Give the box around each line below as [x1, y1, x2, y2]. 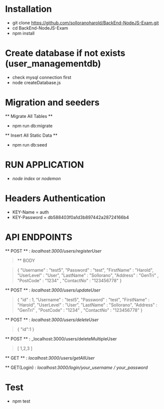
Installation [5, 3, 52, 15]
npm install [12, 30, 35, 36]
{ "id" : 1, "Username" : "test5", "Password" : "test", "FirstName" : [17, 297, 150, 302]
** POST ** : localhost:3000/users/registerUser [5, 248, 102, 254]
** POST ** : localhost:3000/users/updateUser [5, 287, 101, 293]
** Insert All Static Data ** [5, 132, 58, 138]
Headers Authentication [5, 192, 106, 204]
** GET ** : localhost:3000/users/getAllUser [5, 355, 95, 361]
